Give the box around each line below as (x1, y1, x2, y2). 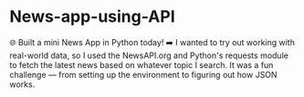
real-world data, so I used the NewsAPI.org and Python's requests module (9, 50, 289, 61)
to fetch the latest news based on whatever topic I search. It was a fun (9, 59, 274, 70)
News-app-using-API (9, 6, 175, 27)
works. (9, 79, 36, 90)
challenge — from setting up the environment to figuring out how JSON (9, 69, 278, 80)
